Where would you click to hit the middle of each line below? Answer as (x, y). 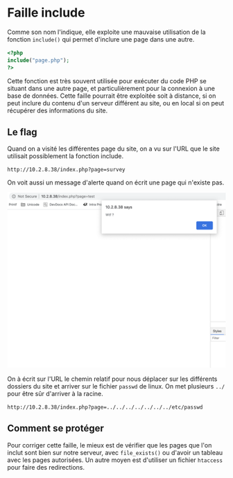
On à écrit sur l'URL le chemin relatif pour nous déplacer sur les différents (112, 379)
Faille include (46, 13)
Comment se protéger (55, 428)
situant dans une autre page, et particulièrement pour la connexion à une (111, 88)
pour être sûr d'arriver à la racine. (55, 393)
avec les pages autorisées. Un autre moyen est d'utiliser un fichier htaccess (115, 460)
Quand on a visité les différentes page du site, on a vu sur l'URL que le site (113, 149)
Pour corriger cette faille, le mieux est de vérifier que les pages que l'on (110, 445)
